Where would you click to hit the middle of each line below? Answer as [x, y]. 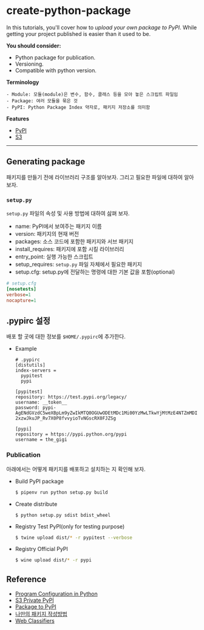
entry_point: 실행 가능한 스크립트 [54, 257]
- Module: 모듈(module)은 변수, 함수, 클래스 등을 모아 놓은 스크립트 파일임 [92, 94]
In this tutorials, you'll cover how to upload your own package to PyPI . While [102, 27]
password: [28, 408]
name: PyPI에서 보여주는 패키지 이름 [58, 226]
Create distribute [36, 504]
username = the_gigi [41, 440]
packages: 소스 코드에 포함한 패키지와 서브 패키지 [74, 241]
